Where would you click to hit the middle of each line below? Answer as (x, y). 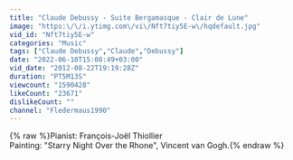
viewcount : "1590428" (50, 85)
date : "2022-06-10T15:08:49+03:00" (76, 60)
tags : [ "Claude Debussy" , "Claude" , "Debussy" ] (96, 52)
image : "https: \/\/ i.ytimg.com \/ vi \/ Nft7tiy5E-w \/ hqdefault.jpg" (135, 26)
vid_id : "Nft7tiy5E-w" (52, 34)
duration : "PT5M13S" (48, 77)
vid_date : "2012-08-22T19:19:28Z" (75, 69)
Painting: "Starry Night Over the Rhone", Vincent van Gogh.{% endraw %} (147, 146)
